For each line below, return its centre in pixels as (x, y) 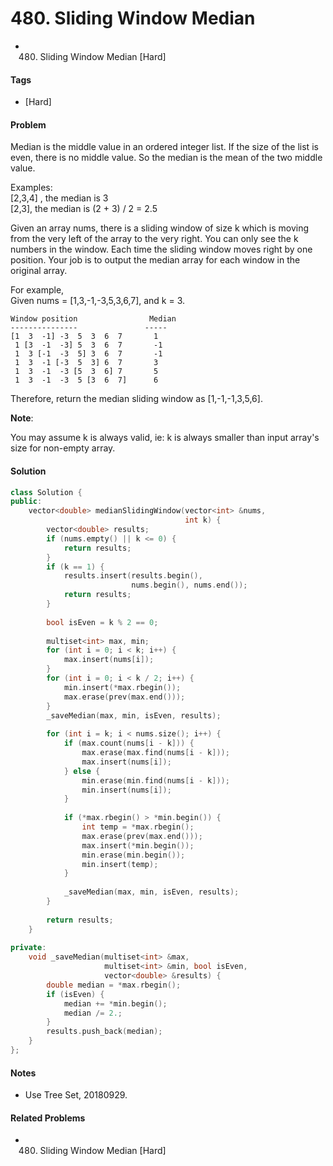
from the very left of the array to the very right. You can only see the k (154, 239)
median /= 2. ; (93, 1013)
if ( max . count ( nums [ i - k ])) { (129, 743)
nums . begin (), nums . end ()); (189, 585)
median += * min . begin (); (115, 1003)
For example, (37, 290)
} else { (82, 771)
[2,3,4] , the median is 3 (59, 198)
